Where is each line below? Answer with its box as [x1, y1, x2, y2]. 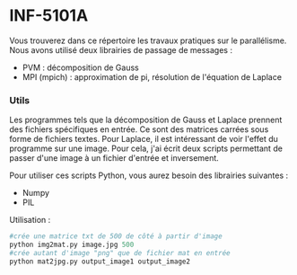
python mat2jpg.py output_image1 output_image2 [9, 257, 191, 266]
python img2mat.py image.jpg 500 [9, 240, 135, 250]
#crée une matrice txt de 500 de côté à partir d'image [9, 232, 223, 241]
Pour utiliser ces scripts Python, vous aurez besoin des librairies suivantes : [9, 170, 289, 181]
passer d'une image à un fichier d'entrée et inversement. [9, 153, 220, 164]
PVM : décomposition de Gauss [22, 62, 139, 73]
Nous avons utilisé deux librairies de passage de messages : [9, 44, 233, 55]
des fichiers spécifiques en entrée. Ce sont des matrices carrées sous [9, 124, 269, 135]
